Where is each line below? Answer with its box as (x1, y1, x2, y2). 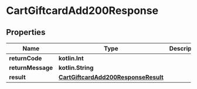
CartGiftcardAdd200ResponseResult (58, 73, 164, 81)
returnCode (9, 54, 42, 62)
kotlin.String (58, 64, 94, 72)
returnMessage (9, 64, 53, 72)
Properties (6, 27, 46, 37)
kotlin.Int (58, 54, 84, 62)
